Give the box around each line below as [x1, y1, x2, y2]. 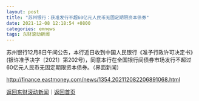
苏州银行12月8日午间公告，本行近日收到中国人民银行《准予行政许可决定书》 [6, 49, 196, 56]
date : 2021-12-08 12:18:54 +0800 [6, 20, 91, 26]
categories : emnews [6, 25, 56, 32]
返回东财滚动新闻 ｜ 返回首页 [6, 88, 76, 96]
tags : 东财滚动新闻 [6, 31, 50, 37]
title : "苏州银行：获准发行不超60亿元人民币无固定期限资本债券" [6, 15, 150, 21]
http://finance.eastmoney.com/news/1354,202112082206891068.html [6, 76, 180, 83]
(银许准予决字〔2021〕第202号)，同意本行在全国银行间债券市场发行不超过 [6, 56, 192, 64]
